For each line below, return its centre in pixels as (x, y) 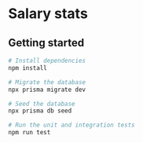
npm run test (29, 133)
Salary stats (48, 14)
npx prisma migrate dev (47, 90)
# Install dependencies (47, 60)
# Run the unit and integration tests (71, 125)
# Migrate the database (47, 82)
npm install (27, 68)
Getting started (46, 43)
